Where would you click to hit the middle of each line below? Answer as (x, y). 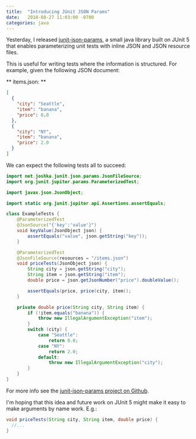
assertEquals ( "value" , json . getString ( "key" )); (87, 236)
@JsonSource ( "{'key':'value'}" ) (57, 225)
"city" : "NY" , (34, 132)
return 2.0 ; (63, 352)
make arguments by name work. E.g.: (52, 409)
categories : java (28, 23)
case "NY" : (51, 346)
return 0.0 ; (63, 341)
